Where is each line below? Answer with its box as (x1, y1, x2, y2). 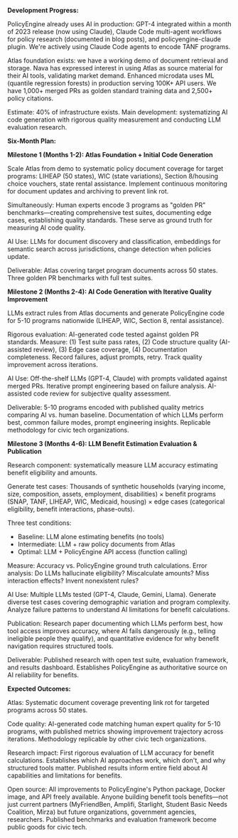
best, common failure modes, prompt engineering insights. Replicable (7, 418, 211, 426)
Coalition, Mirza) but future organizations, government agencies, (7, 807, 197, 816)
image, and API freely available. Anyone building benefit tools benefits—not (7, 792, 229, 801)
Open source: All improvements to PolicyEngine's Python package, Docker (7, 785, 226, 793)
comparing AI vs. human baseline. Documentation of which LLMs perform (7, 410, 224, 419)
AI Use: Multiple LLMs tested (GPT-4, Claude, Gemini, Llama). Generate (7, 590, 217, 598)
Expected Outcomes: (7, 684, 71, 693)
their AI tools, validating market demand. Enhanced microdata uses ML (7, 71, 215, 80)
